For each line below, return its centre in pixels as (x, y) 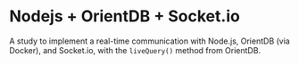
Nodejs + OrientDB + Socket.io (125, 16)
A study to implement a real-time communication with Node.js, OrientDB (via (149, 41)
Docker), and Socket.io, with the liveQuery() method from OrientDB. (135, 50)
